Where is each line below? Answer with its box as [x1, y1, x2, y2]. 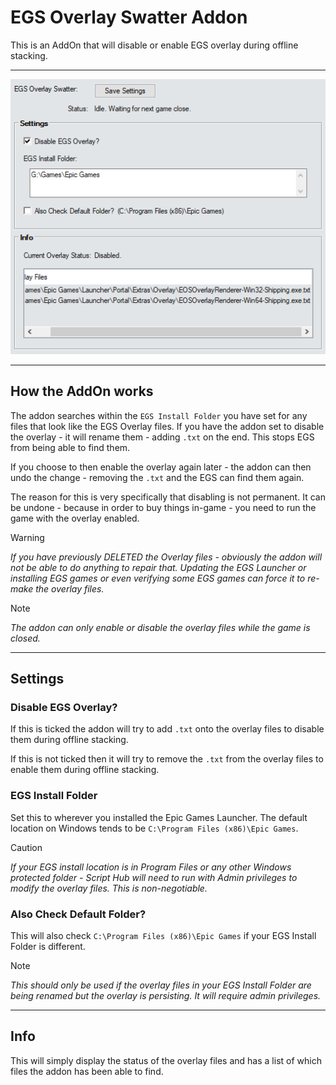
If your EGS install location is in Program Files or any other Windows [10, 861, 292, 873]
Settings [10, 671, 65, 688]
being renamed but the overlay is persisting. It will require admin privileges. [10, 989, 322, 1001]
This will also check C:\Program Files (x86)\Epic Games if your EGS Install [10, 929, 317, 941]
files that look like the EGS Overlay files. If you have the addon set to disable [10, 420, 325, 432]
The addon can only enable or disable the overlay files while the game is [10, 621, 311, 633]
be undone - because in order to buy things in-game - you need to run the [10, 501, 317, 513]
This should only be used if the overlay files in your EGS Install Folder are [10, 979, 312, 991]
